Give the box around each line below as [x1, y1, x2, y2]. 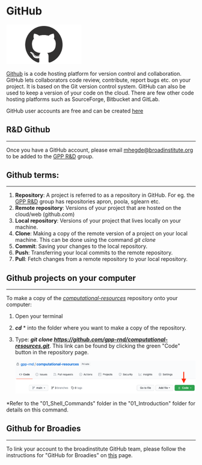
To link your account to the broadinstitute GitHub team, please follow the [6, 445, 186, 452]
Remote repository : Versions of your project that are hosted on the [14, 205, 182, 212]
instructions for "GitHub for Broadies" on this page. [6, 451, 133, 458]
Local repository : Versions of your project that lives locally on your [14, 217, 182, 224]
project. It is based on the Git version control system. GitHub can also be [6, 82, 186, 90]
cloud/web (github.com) [14, 211, 75, 218]
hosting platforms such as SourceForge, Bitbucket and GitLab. [6, 95, 161, 103]
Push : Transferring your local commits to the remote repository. [14, 249, 173, 256]
